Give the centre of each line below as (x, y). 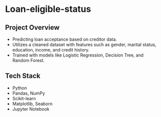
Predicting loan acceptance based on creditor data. (64, 39)
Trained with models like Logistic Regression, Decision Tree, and (78, 55)
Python (20, 88)
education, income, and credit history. (51, 50)
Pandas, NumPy (29, 93)
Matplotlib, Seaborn (32, 104)
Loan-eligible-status (48, 9)
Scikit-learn (24, 98)
